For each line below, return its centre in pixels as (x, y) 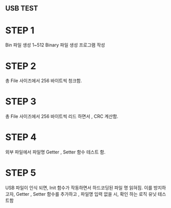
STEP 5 (21, 173)
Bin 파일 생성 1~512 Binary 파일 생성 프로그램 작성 (55, 45)
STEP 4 (21, 137)
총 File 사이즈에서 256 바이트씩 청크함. (44, 81)
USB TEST (22, 8)
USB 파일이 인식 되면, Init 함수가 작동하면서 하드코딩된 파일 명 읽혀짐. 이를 (79, 188)
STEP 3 (21, 102)
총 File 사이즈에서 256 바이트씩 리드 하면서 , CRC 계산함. (62, 116)
